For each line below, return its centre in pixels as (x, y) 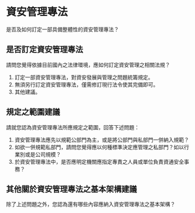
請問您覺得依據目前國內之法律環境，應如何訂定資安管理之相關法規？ (88, 64)
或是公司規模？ (43, 154)
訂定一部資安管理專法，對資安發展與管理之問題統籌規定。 (84, 77)
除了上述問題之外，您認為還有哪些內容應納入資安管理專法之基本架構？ (91, 204)
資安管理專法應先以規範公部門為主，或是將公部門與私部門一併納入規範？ (102, 140)
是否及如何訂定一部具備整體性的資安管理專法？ (62, 29)
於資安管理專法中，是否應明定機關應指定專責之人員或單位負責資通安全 (99, 162)
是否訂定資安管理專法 (45, 49)
